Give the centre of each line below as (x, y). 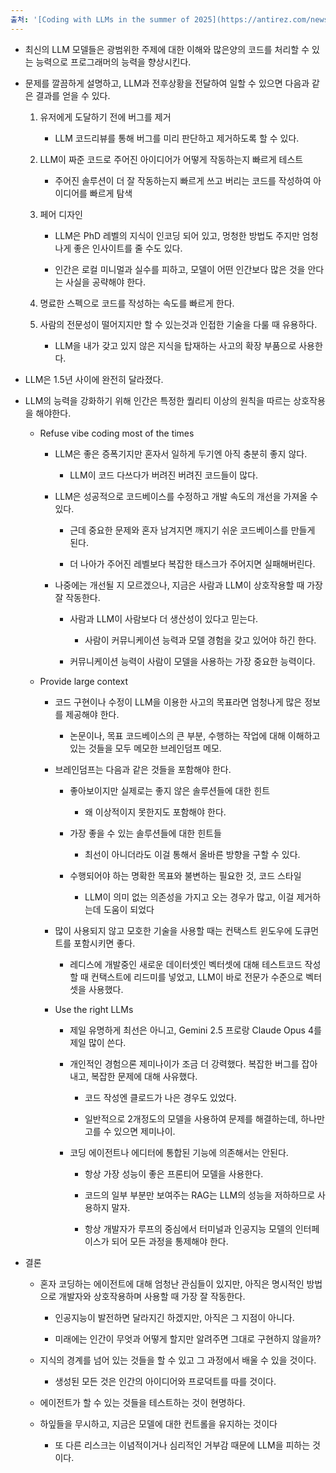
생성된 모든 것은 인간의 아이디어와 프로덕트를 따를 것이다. (165, 1381)
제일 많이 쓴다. (98, 1042)
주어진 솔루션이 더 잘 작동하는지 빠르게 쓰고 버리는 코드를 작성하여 (183, 180)
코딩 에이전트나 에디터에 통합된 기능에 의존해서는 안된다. (179, 1152)
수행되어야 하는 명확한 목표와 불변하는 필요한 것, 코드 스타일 (185, 875)
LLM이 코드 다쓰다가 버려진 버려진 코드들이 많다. (164, 475)
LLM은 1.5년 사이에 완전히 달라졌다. (94, 379)
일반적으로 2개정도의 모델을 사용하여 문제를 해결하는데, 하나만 (204, 1118)
